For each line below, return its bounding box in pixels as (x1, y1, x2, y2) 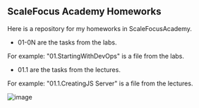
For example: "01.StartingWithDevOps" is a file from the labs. (7, 52, 185, 60)
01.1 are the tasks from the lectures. (17, 65, 121, 73)
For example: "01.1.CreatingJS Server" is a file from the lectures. (7, 79, 193, 88)
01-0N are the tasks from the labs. (17, 38, 117, 47)
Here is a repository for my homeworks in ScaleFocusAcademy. (7, 24, 193, 32)
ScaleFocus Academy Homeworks (7, 6, 162, 18)
